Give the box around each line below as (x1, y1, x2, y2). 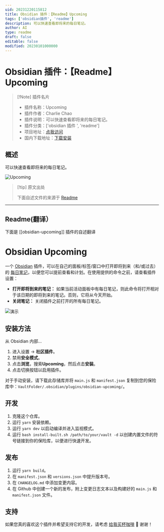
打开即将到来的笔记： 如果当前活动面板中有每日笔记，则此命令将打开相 (12, 286, 155, 292)
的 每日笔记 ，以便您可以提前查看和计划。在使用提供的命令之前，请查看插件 (5, 269, 156, 275)
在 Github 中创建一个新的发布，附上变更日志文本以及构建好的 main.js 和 (12, 485, 157, 491)
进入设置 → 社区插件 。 (12, 348, 58, 354)
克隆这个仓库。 (12, 413, 42, 419)
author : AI (5, 25, 27, 30)
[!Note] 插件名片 (17, 94, 50, 99)
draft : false (5, 35, 32, 40)
